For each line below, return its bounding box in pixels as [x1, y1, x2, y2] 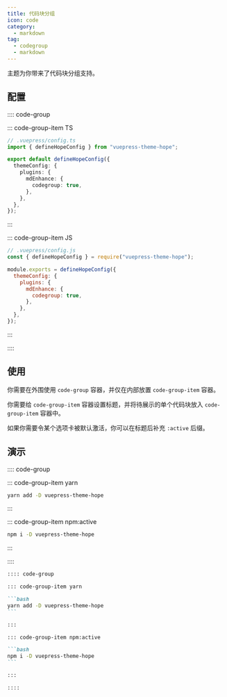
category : [7, 23, 36, 30]
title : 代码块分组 [7, 10, 56, 17]
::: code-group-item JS [7, 233, 73, 242]
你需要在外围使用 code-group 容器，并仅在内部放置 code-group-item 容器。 [7, 385, 220, 393]
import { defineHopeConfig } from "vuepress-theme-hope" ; [7, 143, 178, 150]
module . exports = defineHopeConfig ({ [7, 266, 117, 273]
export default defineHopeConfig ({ [7, 156, 110, 163]
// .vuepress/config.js [7, 247, 76, 254]
